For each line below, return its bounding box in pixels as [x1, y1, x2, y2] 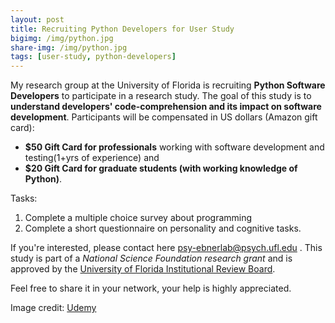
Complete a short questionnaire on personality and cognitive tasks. [24, 222, 302, 235]
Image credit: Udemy [10, 302, 97, 314]
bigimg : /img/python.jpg [10, 33, 114, 43]
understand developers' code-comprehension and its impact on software [10, 101, 322, 113]
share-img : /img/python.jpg [10, 42, 128, 53]
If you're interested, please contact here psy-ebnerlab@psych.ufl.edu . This [10, 242, 323, 254]
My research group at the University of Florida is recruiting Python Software [10, 79, 326, 91]
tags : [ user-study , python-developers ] [10, 52, 177, 62]
